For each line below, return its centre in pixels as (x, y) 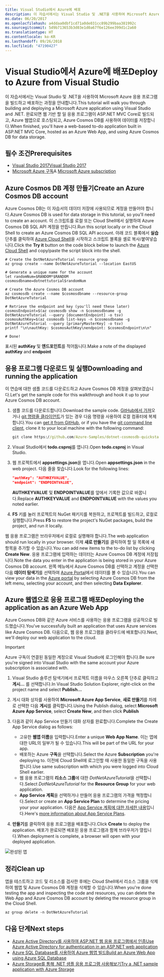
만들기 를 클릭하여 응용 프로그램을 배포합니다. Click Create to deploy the (81, 824)
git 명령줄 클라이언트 (41, 416)
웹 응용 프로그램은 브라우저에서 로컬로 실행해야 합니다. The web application (77, 536)
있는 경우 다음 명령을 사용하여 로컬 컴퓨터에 (106, 416)
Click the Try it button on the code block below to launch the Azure (82, 245)
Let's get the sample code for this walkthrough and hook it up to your (80, 395)
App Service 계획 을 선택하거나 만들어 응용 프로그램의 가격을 (77, 795)
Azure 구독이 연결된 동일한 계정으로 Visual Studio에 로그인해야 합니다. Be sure (80, 657)
